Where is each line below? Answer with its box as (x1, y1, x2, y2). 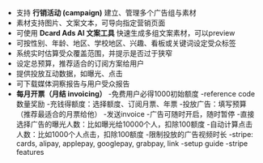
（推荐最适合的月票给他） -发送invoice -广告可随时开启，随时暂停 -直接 (15, 109, 255, 118)
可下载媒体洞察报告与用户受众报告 (15, 79, 130, 88)
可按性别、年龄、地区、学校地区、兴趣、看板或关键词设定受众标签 (15, 38, 236, 48)
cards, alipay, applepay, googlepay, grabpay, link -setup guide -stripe (15, 139, 248, 148)
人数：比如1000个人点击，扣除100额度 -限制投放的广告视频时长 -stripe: (15, 130, 253, 139)
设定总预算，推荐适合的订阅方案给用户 (15, 58, 144, 68)
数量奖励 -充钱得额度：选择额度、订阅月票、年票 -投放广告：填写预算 (15, 99, 247, 109)
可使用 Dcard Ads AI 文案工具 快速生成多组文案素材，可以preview (15, 28, 235, 37)
